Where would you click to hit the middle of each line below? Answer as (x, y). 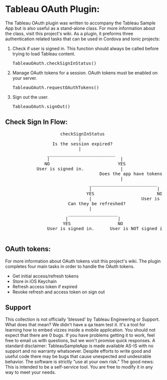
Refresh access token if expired (45, 286)
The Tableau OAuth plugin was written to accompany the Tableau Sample (80, 23)
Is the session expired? (82, 144)
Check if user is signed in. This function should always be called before (85, 48)
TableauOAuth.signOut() (41, 106)
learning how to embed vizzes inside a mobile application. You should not (80, 330)
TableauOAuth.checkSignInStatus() (54, 63)
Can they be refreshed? (97, 203)
